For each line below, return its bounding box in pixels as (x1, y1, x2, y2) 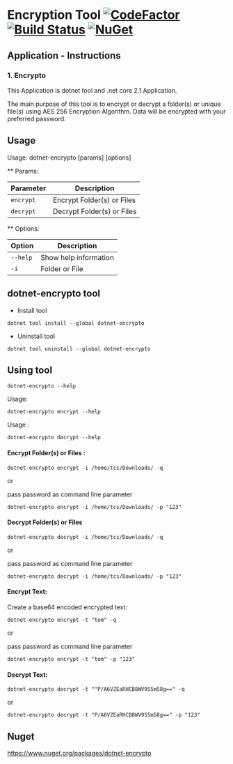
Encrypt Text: (7, 588, 47, 596)
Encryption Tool (7, 7, 101, 23)
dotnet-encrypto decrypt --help (7, 434, 101, 441)
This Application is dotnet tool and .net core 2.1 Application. (7, 86, 177, 94)
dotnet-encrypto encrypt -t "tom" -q (7, 616, 117, 623)
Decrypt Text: (7, 670, 48, 679)
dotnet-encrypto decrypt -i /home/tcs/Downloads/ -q (7, 533, 163, 540)
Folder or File (40, 263, 83, 273)
